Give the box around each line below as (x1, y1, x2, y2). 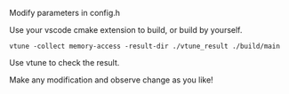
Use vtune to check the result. (9, 58, 120, 67)
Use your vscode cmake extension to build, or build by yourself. (9, 25, 243, 35)
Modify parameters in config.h (9, 8, 121, 18)
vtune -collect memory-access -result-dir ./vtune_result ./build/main (9, 42, 280, 51)
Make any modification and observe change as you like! (9, 74, 213, 85)
